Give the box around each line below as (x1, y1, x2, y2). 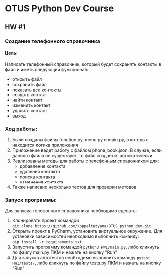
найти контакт (12, 97, 43, 103)
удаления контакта (19, 169, 60, 174)
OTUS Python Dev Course (5, 3, 114, 14)
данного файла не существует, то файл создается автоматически (12, 153, 153, 158)
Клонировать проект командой (12, 217, 79, 224)
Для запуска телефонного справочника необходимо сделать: (5, 208, 137, 214)
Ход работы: (5, 125, 38, 132)
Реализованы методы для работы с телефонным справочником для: (12, 158, 159, 164)
